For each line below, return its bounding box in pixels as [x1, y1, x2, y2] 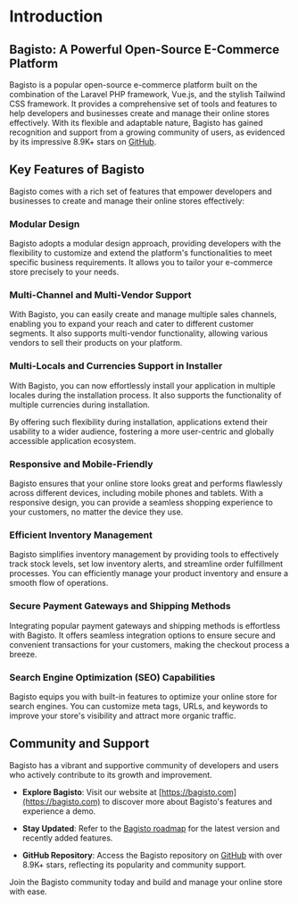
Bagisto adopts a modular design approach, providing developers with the [9, 239, 281, 249]
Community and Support [9, 736, 150, 751]
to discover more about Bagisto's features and [102, 796, 273, 807]
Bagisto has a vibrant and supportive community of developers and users [9, 759, 279, 770]
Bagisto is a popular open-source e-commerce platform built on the [9, 80, 258, 90]
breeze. [9, 649, 37, 659]
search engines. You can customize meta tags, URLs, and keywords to [9, 700, 269, 711]
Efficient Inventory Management [9, 529, 153, 541]
